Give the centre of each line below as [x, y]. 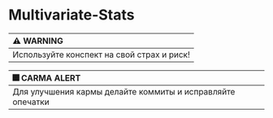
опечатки [31, 102]
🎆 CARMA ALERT [47, 77]
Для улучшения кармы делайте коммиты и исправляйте [124, 91]
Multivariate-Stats [71, 15]
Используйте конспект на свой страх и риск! [102, 55]
